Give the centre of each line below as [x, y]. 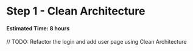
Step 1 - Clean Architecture [76, 11]
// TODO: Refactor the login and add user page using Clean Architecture [96, 42]
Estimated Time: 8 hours [38, 28]
